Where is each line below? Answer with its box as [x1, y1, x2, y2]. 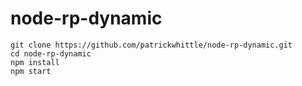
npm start [10, 66, 52, 76]
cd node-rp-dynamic [10, 48, 92, 59]
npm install [10, 57, 60, 67]
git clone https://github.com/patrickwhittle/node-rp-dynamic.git [10, 40, 293, 50]
